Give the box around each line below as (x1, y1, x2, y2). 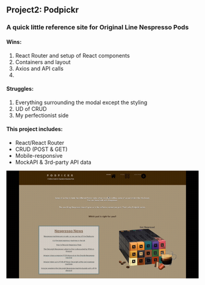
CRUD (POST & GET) (15, 146, 68, 153)
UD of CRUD (15, 105, 47, 112)
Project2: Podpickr (6, 5, 79, 15)
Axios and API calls (15, 65, 64, 72)
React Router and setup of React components (15, 52, 130, 59)
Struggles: (6, 85, 34, 93)
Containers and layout (15, 58, 71, 66)
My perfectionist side (15, 111, 69, 119)
